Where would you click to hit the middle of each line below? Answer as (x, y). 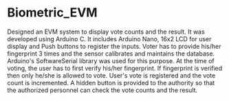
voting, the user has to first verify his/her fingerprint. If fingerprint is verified (115, 68)
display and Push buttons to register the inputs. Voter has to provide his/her (114, 46)
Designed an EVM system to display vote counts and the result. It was (106, 32)
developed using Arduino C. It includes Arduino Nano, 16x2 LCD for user (109, 38)
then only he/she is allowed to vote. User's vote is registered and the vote (111, 75)
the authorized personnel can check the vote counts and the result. (102, 90)
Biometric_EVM (52, 13)
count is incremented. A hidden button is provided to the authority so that (111, 82)
